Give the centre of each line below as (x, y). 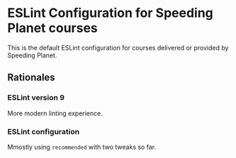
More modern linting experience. (55, 113)
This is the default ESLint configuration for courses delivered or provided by (118, 47)
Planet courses (52, 28)
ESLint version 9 (36, 98)
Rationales (31, 78)
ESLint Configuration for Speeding (111, 13)
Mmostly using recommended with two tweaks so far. (82, 147)
